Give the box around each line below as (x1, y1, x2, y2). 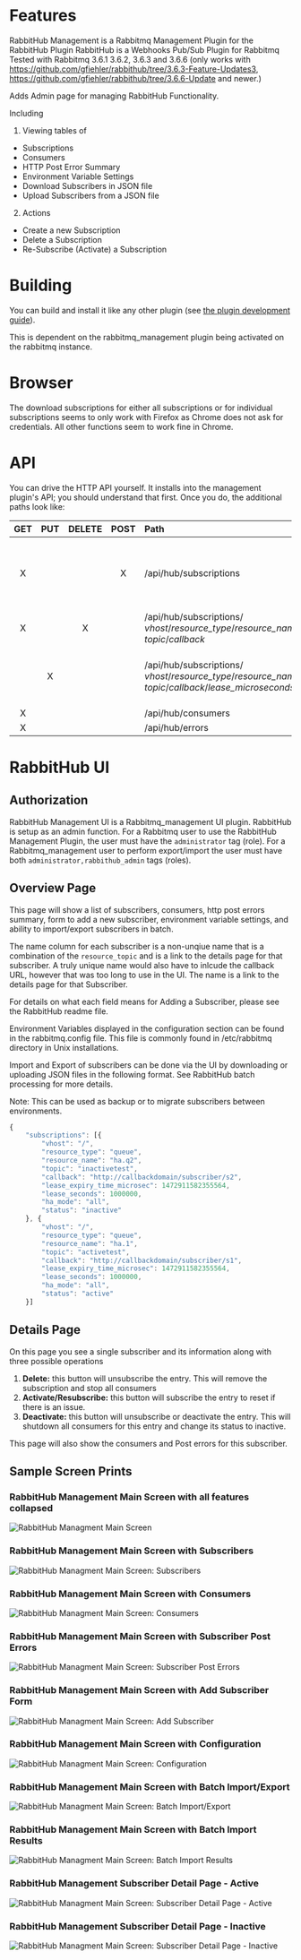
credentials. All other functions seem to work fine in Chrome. (9, 421, 234, 432)
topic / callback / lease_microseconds (144, 681, 296, 693)
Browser (9, 373, 73, 393)
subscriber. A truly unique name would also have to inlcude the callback (9, 959, 275, 970)
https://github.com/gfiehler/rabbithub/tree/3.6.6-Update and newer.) (9, 73, 262, 83)
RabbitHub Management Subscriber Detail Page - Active (9, 1878, 260, 1890)
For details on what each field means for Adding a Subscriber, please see (9, 996, 280, 1007)
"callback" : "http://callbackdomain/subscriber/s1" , (41, 1256, 243, 1265)
